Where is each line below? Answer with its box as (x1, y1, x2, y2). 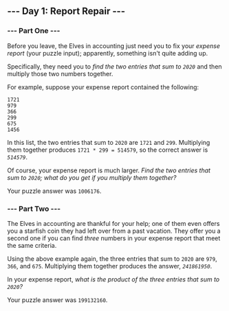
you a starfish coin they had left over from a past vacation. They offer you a (7, 227, 221, 235)
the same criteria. (7, 241, 57, 249)
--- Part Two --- (7, 204, 61, 214)
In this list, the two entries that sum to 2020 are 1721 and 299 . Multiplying (7, 138, 210, 146)
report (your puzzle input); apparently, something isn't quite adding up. (7, 49, 208, 57)
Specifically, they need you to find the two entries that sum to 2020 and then (7, 62, 222, 71)
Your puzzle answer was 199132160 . (7, 295, 108, 304)
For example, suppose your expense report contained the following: (7, 82, 199, 91)
